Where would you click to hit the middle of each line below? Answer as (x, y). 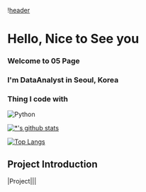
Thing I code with (38, 98)
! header (19, 10)
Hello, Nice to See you (73, 39)
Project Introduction (52, 164)
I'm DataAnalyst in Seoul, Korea (63, 80)
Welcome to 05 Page (44, 61)
